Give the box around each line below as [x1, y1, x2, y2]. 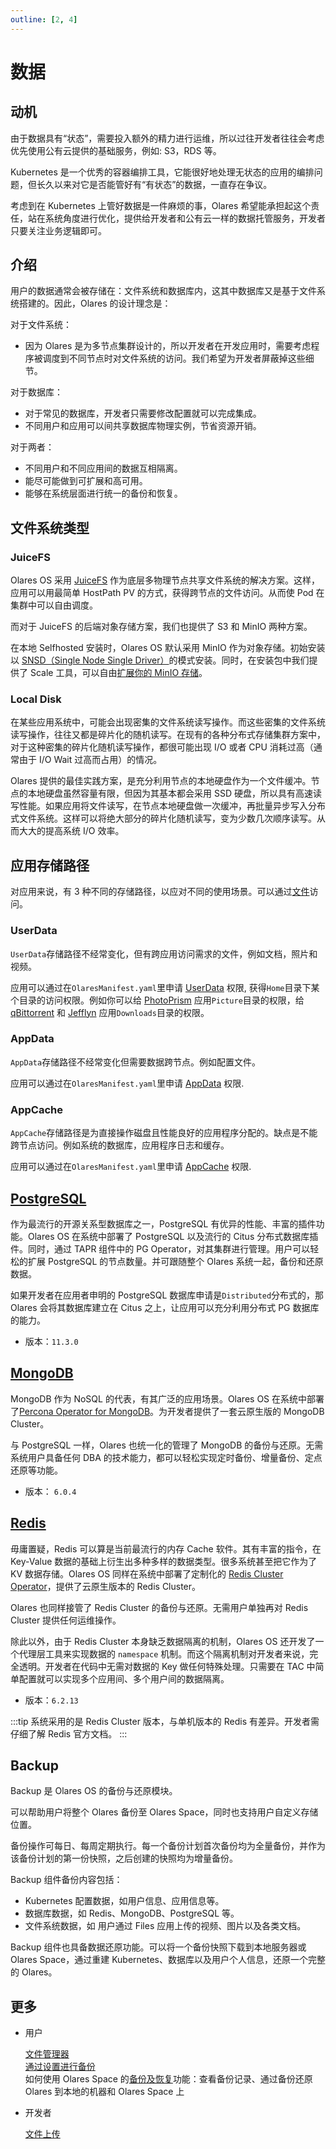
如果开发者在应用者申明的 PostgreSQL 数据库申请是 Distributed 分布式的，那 [10, 1289, 325, 1301]
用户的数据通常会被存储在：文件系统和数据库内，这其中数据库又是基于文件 [10, 285, 317, 297]
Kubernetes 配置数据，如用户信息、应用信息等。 [24, 1895, 225, 1907]
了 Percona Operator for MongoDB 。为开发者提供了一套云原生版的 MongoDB [10, 1405, 325, 1417]
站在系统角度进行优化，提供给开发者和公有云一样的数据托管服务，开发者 [27, 212, 326, 224]
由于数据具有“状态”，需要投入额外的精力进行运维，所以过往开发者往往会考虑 [10, 132, 325, 144]
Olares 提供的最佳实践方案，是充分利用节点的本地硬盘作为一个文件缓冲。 [10, 775, 312, 787]
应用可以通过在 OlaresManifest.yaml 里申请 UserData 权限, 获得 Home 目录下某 [10, 981, 320, 993]
